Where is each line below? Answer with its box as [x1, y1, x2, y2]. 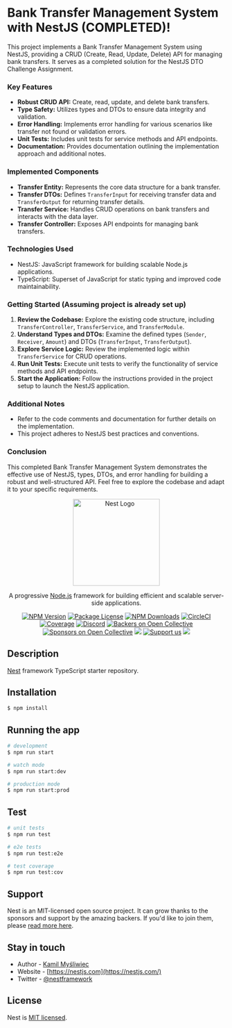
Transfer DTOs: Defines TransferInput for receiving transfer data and [17, 190, 217, 199]
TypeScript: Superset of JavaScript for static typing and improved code [17, 274, 222, 283]
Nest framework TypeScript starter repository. [7, 666, 139, 674]
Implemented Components [7, 167, 99, 176]
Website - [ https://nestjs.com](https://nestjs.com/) [17, 967, 161, 975]
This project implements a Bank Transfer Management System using [7, 42, 202, 51]
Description [7, 648, 59, 660]
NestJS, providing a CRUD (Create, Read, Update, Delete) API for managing [7, 50, 223, 58]
